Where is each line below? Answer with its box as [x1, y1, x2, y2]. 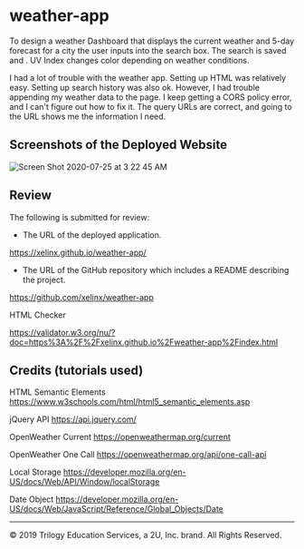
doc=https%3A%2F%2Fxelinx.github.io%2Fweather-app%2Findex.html [9, 337, 279, 348]
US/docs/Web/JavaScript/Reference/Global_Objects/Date [9, 504, 223, 515]
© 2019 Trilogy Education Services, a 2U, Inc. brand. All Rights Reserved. [9, 530, 282, 541]
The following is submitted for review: [9, 211, 150, 222]
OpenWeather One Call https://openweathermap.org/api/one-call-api [9, 449, 267, 460]
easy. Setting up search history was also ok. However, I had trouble [9, 82, 261, 93]
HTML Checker [9, 309, 66, 320]
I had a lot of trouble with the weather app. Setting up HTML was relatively [9, 72, 287, 83]
